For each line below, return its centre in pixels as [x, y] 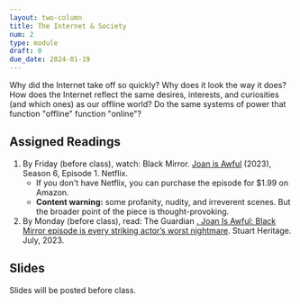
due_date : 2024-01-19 [50, 59]
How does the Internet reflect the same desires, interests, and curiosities [144, 94]
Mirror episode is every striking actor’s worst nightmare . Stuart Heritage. [157, 230]
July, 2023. [43, 240]
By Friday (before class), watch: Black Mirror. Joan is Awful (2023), [147, 164]
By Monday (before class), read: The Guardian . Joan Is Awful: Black [149, 220]
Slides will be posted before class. [73, 290]
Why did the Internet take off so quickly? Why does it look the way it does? [148, 85]
